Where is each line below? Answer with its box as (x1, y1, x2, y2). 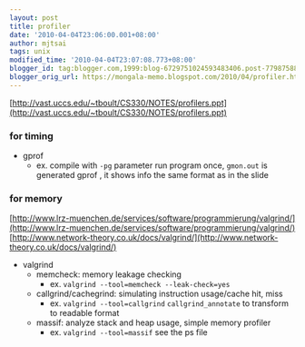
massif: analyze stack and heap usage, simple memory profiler (35, 317, 271, 328)
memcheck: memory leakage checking (35, 269, 182, 280)
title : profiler (9, 22, 71, 31)
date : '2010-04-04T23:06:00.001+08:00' (9, 30, 161, 39)
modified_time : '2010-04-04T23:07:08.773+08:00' (9, 55, 197, 64)
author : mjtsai (9, 38, 67, 48)
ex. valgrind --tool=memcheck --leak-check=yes (49, 279, 231, 290)
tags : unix (9, 47, 51, 56)
